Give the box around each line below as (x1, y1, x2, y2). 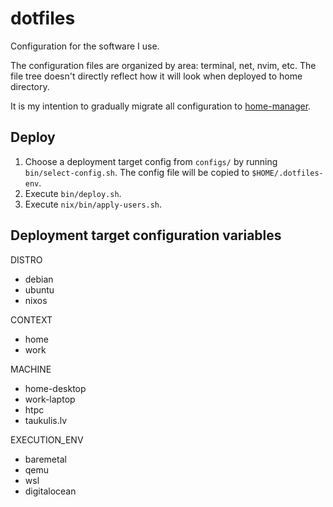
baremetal (24, 453, 67, 465)
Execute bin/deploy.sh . (24, 187, 122, 199)
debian (24, 273, 54, 285)
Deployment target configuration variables (10, 227, 282, 244)
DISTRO (10, 253, 43, 266)
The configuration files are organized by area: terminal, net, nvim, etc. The (10, 59, 317, 71)
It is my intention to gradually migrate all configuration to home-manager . (10, 100, 312, 112)
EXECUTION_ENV (10, 433, 84, 446)
